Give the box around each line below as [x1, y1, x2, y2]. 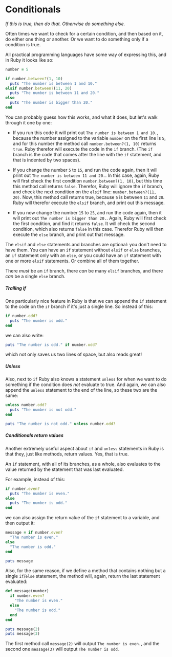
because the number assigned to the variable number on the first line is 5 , [12, 135, 166, 141]
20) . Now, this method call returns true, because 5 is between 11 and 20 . [12, 194, 165, 200]
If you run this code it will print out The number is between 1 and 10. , [12, 130, 159, 136]
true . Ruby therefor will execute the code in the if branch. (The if [12, 145, 153, 152]
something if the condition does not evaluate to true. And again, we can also [5, 381, 166, 388]
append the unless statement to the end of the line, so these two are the [5, 387, 158, 393]
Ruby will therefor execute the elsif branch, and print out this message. [12, 199, 165, 206]
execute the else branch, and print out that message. [12, 231, 125, 238]
